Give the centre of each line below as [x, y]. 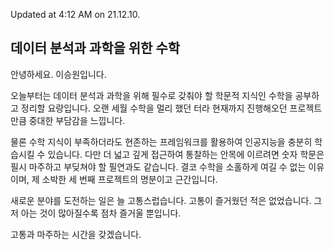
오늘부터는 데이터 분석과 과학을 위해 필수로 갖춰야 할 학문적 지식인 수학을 [151, 95]
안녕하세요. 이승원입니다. [58, 74]
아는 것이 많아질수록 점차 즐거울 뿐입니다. [101, 213]
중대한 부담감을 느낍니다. [77, 120]
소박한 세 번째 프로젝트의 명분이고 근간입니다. [129, 179]
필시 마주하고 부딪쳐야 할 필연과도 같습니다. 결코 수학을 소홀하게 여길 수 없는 [158, 166]
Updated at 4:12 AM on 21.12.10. [75, 14]
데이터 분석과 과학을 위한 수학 [95, 48]
